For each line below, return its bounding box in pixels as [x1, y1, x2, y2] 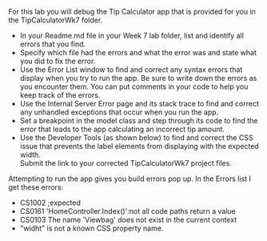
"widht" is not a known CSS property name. [19, 223, 164, 233]
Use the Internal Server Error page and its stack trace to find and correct [19, 99, 260, 108]
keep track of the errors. [19, 90, 101, 99]
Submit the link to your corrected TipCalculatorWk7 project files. [19, 159, 232, 167]
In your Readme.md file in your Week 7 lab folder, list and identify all [19, 31, 244, 40]
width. [19, 150, 42, 159]
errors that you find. [19, 39, 86, 49]
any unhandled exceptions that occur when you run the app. [19, 107, 219, 117]
